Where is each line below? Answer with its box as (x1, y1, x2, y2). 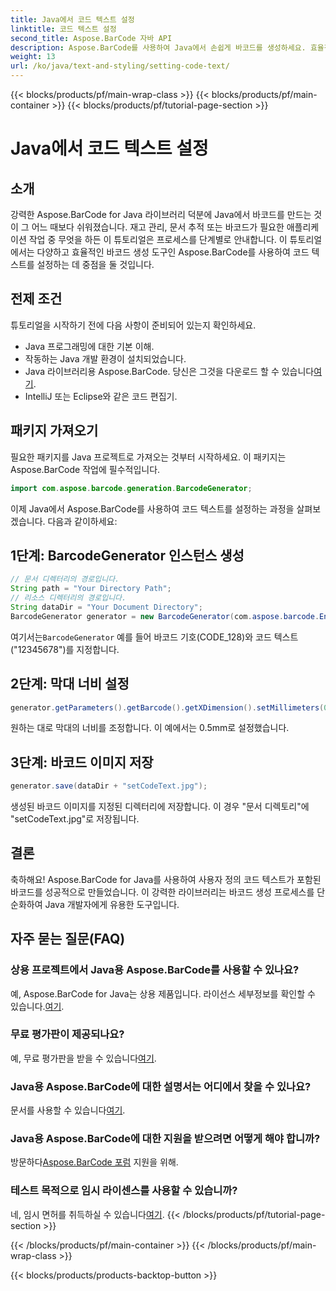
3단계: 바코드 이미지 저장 (10, 754, 154, 771)
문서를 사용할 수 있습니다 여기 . (10, 1104, 126, 1116)
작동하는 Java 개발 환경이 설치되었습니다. (24, 352, 187, 365)
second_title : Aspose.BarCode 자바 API (10, 33, 173, 43)
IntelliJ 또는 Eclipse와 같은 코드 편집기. (24, 390, 178, 402)
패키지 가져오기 (10, 422, 99, 440)
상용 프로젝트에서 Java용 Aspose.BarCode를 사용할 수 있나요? (10, 963, 300, 977)
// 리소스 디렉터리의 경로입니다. (10, 593, 127, 603)
